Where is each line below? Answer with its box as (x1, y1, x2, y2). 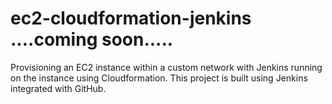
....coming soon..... (10, 28, 174, 51)
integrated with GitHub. (10, 82, 107, 94)
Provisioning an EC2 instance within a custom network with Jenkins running (10, 61, 323, 73)
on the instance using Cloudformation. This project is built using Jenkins (10, 72, 308, 84)
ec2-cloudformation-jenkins (10, 7, 252, 30)
